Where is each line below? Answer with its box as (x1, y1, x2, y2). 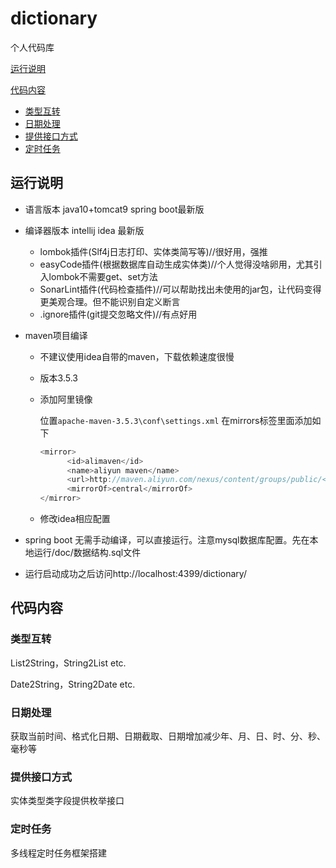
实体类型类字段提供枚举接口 (10, 795, 125, 807)
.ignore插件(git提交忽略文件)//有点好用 (39, 308, 198, 320)
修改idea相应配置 (39, 513, 111, 524)
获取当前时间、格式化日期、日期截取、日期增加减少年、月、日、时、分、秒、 (10, 730, 326, 742)
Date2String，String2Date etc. (10, 678, 136, 690)
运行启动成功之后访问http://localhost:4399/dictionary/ (24, 568, 247, 579)
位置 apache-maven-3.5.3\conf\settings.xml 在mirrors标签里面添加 (39, 414, 313, 426)
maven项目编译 (24, 329, 88, 341)
